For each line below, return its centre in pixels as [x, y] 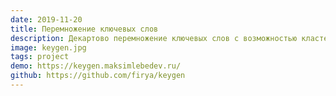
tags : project [40, 57]
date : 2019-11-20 [46, 19]
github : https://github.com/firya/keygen [98, 76]
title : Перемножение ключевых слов [84, 29]
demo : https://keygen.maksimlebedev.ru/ [96, 66]
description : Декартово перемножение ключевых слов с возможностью [154, 38]
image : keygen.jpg [48, 47]
